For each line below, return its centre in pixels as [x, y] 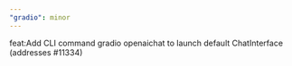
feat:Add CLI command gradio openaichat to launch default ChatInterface [146, 43]
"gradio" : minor [40, 17]
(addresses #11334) [46, 52]
